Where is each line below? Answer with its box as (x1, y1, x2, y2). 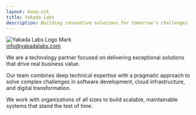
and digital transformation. (6, 85, 71, 92)
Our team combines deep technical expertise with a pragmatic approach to (6, 72, 191, 79)
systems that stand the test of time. (6, 102, 94, 110)
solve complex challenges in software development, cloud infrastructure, (6, 78, 185, 85)
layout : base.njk (6, 8, 49, 15)
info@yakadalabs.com (6, 42, 61, 49)
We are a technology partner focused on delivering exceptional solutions (6, 54, 185, 61)
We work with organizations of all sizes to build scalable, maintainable (6, 96, 178, 103)
